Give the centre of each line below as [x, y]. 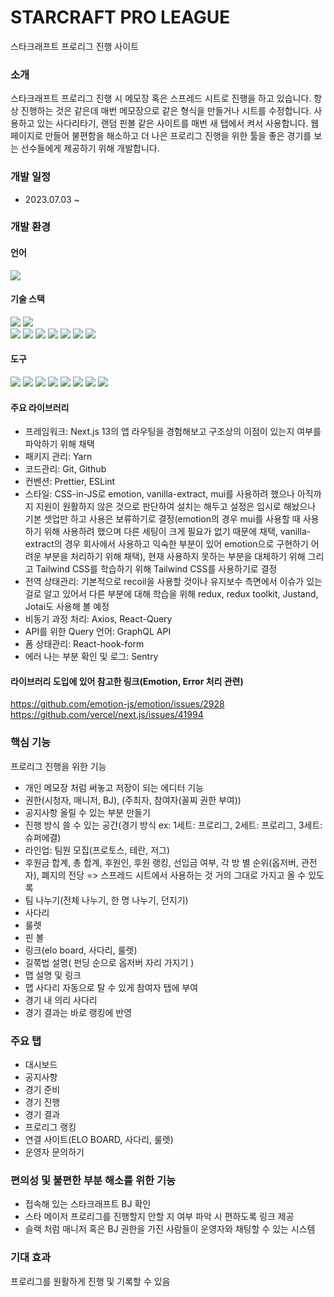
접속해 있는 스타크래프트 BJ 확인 [88, 1204]
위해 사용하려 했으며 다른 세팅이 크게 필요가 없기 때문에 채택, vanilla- [177, 532]
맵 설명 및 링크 [53, 975]
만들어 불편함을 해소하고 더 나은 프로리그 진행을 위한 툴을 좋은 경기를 [178, 136]
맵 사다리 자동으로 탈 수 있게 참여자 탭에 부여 [111, 987]
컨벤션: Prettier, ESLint [70, 482]
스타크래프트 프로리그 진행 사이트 [75, 46]
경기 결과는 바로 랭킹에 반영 [78, 1012]
